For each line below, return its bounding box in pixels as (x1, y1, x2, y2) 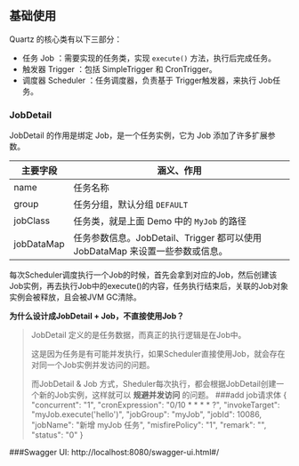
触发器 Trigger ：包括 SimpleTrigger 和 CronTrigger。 (21, 63, 218, 74)
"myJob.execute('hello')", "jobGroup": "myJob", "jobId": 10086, (30, 409, 263, 420)
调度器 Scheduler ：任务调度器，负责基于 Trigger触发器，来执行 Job (21, 75, 273, 85)
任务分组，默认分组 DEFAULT (73, 198, 189, 211)
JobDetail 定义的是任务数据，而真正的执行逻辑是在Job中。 (30, 330, 246, 341)
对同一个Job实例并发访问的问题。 (30, 359, 155, 371)
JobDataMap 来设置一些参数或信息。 (73, 245, 229, 258)
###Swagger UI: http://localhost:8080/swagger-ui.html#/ (9, 447, 220, 458)
